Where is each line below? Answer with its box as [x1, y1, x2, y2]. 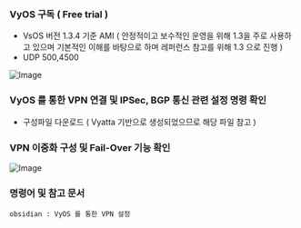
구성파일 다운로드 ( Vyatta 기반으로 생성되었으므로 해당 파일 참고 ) [22, 116, 256, 127]
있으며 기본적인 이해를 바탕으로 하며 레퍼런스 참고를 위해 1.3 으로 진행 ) [32, 42, 284, 53]
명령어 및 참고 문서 [9, 186, 85, 199]
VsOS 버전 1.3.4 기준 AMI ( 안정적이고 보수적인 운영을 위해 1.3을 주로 [22, 30, 268, 42]
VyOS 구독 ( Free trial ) [9, 7, 109, 20]
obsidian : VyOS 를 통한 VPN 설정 [9, 210, 131, 219]
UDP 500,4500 [22, 52, 79, 63]
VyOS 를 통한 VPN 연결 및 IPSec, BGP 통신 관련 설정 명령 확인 [9, 94, 266, 106]
